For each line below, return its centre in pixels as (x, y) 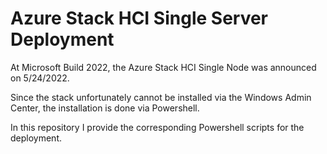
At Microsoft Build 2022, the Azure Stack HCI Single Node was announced (163, 67)
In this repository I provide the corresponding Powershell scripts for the (157, 127)
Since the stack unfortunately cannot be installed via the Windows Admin (161, 97)
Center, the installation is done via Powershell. (105, 108)
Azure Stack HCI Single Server (139, 18)
